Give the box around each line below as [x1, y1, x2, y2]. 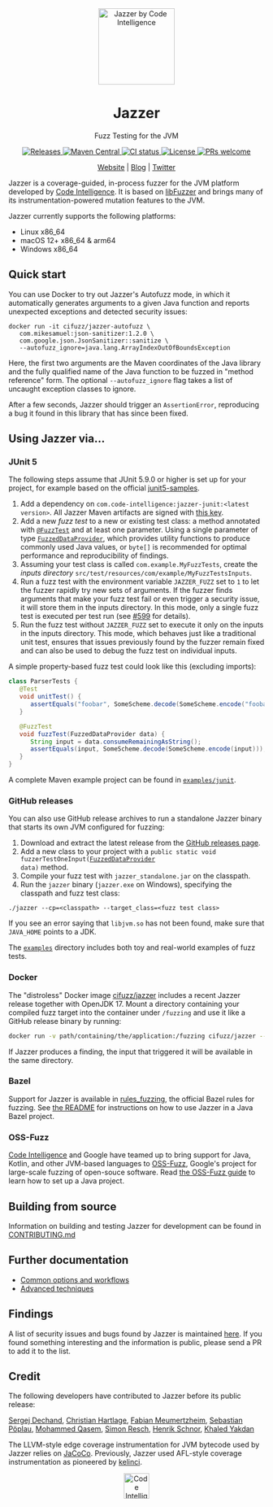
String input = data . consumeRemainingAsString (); [29, 738, 201, 746]
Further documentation [8, 1253, 129, 1267]
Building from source [8, 1200, 117, 1213]
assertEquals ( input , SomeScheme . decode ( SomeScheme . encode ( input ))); [29, 745, 267, 753]
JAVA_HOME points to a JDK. [8, 927, 97, 937]
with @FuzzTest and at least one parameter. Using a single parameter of [19, 525, 258, 535]
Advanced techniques [19, 1283, 94, 1293]
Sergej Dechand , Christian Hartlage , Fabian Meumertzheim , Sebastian [8, 1415, 243, 1426]
